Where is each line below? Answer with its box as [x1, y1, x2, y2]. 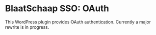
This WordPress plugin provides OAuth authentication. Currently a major [5, 19, 151, 25]
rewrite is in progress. [5, 24, 49, 30]
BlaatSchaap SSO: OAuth [5, 3, 109, 14]
